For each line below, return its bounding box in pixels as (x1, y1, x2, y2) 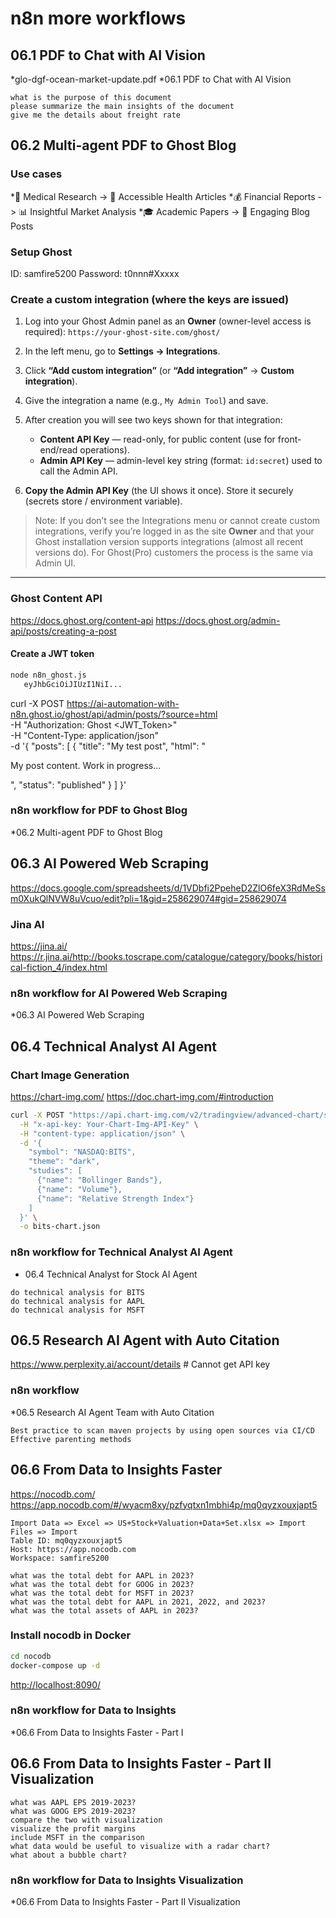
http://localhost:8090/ (10, 1678, 102, 1691)
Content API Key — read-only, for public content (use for (39, 433, 276, 446)
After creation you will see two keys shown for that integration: (24, 414, 283, 426)
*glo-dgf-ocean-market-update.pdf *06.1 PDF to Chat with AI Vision (10, 73, 292, 85)
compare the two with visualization (10, 1815, 163, 1825)
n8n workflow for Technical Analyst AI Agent (10, 1245, 233, 1259)
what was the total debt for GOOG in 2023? (10, 1579, 195, 1589)
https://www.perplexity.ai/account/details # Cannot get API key (10, 1358, 271, 1371)
